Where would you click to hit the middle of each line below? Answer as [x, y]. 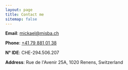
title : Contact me [25, 14]
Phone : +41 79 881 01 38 [31, 43]
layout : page [19, 10]
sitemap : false [21, 19]
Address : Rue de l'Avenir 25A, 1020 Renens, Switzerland [64, 62]
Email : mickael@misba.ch [32, 33]
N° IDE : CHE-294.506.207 [32, 52]
